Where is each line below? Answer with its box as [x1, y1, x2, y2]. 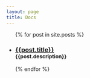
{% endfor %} [14, 65, 50, 73]
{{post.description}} [14, 53, 67, 60]
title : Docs [6, 14, 36, 20]
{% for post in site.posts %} [14, 31, 85, 38]
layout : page [6, 8, 39, 15]
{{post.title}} [14, 46, 54, 54]
